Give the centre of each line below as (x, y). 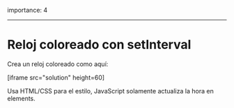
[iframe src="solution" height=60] (56, 77)
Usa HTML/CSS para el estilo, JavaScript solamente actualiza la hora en (110, 91)
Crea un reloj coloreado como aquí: (58, 64)
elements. (22, 98)
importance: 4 (28, 10)
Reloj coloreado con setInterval (99, 45)
